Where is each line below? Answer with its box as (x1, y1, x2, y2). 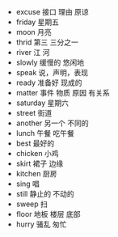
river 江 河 (15, 48, 50, 57)
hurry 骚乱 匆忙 (15, 219, 67, 229)
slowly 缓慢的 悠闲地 (15, 57, 85, 67)
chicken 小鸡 (15, 149, 59, 158)
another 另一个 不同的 (15, 118, 89, 128)
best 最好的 (15, 138, 55, 148)
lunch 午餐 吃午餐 (15, 129, 74, 138)
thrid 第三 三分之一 (15, 37, 78, 47)
